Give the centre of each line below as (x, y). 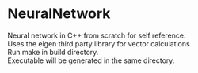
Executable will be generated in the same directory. (91, 60)
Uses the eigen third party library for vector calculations (99, 43)
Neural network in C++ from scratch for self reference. (97, 35)
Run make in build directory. (53, 52)
